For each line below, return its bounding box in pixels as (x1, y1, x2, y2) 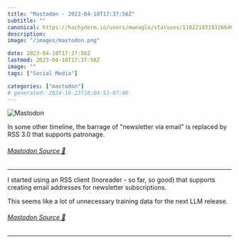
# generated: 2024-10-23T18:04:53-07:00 (7, 89, 129, 96)
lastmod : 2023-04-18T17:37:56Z (7, 56, 100, 64)
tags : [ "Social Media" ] (7, 69, 78, 77)
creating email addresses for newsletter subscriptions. (7, 183, 167, 191)
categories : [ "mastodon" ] (7, 83, 84, 90)
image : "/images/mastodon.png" (7, 37, 100, 44)
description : (7, 30, 46, 38)
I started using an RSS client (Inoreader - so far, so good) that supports (7, 176, 216, 184)
